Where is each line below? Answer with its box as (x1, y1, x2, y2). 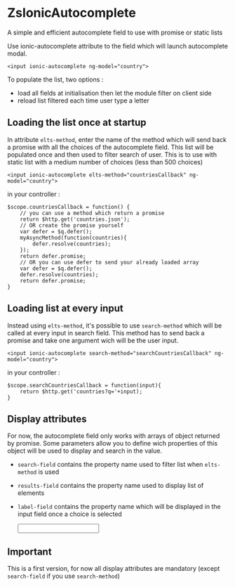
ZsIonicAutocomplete (7, 5, 137, 21)
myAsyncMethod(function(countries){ (20, 234, 128, 241)
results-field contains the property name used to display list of (17, 482, 204, 490)
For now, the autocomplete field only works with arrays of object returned (7, 432, 220, 440)
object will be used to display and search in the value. (7, 446, 163, 455)
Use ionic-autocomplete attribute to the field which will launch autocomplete (7, 41, 228, 50)
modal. (7, 49, 27, 58)
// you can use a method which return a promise (20, 209, 165, 217)
